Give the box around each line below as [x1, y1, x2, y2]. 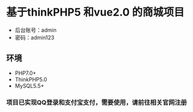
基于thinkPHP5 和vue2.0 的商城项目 [6, 5, 185, 19]
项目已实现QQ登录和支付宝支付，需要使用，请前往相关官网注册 [6, 98, 187, 107]
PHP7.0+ [14, 69, 37, 77]
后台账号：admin [14, 26, 57, 34]
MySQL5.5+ [14, 82, 45, 89]
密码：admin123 [14, 34, 55, 41]
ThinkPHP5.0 [14, 75, 48, 83]
